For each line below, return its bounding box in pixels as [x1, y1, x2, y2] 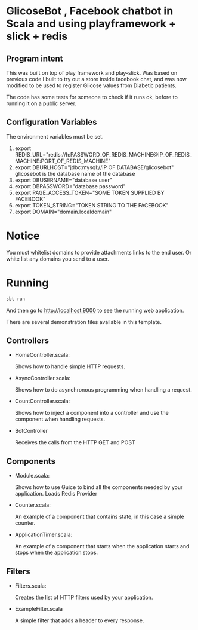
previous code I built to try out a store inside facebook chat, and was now [6, 76, 187, 82]
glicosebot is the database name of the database [14, 170, 135, 177]
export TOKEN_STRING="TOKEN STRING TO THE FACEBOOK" [14, 201, 169, 209]
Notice [6, 229, 40, 243]
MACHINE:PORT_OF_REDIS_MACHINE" [14, 157, 111, 164]
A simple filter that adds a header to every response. [14, 617, 144, 624]
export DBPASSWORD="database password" [14, 182, 126, 189]
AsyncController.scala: [14, 375, 70, 382]
